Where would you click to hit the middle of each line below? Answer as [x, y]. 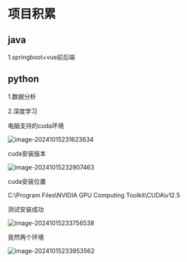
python [24, 79]
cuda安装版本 [27, 153]
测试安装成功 [26, 209]
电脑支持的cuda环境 [36, 126]
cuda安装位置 [27, 181]
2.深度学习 [23, 111]
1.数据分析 [22, 96]
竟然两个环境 [26, 237]
